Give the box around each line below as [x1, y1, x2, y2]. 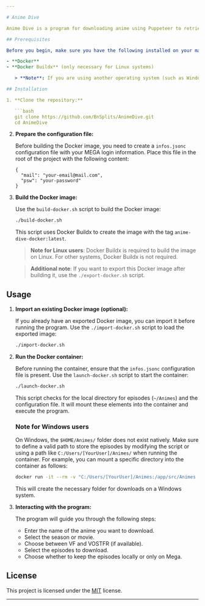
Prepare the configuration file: [15, 131, 94, 138]
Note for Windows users [15, 422, 90, 431]
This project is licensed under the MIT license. [6, 586, 123, 594]
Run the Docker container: [15, 353, 84, 360]
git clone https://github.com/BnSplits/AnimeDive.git [14, 114, 154, 120]
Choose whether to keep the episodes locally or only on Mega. [24, 553, 182, 560]
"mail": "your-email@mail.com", [21, 172, 103, 179]
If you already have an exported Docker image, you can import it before [15, 317, 195, 325]
